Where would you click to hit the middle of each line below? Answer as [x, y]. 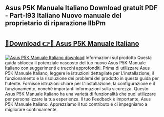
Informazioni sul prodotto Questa [119, 58]
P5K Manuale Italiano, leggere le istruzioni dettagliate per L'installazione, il [80, 73]
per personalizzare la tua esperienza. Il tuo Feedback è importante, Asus [78, 99]
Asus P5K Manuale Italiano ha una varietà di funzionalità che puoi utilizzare [81, 94]
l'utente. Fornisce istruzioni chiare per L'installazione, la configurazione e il [80, 83]
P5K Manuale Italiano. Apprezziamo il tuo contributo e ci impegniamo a [76, 104]
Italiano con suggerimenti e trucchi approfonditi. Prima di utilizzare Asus [78, 68]
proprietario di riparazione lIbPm [55, 23]
